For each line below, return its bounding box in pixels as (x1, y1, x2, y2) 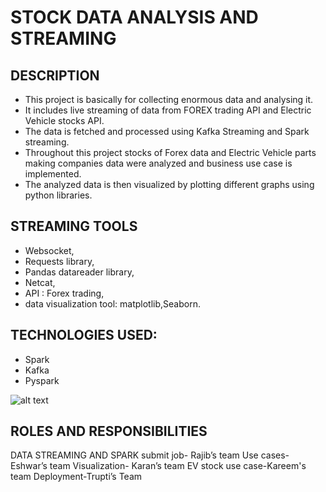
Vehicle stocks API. (24, 115, 105, 126)
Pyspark (24, 374, 60, 386)
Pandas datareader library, (24, 266, 135, 278)
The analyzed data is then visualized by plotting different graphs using (24, 179, 315, 190)
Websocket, (24, 244, 75, 256)
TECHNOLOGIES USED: (10, 327, 158, 344)
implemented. (24, 168, 82, 180)
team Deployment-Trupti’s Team (10, 471, 143, 483)
